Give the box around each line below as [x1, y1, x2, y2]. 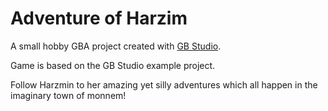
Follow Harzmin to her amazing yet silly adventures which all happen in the [10, 78, 318, 91]
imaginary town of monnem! [10, 89, 127, 101]
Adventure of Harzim [10, 7, 188, 30]
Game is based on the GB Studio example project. [10, 59, 216, 71]
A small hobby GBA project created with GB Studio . [10, 40, 222, 52]
